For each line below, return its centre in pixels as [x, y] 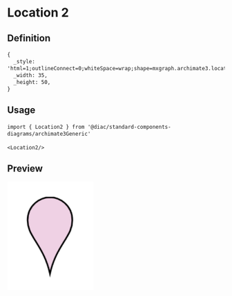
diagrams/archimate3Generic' [49, 134]
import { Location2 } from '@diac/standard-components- [89, 127]
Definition [29, 38]
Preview [25, 169]
